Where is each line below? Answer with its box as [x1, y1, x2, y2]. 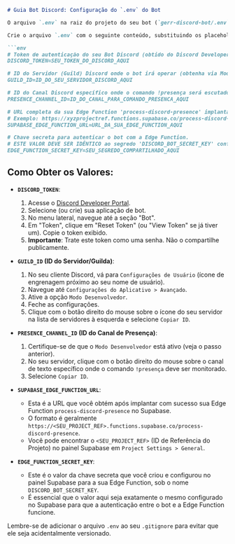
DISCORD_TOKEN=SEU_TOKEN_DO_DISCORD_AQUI [7, 57, 130, 64]
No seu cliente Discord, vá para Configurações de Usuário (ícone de [27, 270, 225, 279]
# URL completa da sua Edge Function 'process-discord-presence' [7, 109, 201, 116]
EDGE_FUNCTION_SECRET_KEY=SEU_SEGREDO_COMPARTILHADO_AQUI [7, 147, 180, 154]
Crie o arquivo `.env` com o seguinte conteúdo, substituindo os [7, 32, 201, 39]
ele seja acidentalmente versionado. [7, 529, 112, 537]
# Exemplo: [7, 115, 39, 122]
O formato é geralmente [27, 414, 97, 422]
